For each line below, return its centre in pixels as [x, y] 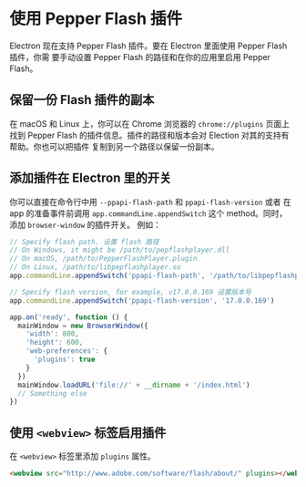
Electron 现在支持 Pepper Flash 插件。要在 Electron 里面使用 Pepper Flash [148, 46]
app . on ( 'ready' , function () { [69, 317]
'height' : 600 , [55, 343]
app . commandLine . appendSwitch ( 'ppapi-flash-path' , [107, 276]
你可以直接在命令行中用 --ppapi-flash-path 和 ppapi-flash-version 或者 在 [150, 202]
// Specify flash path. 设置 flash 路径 [84, 242]
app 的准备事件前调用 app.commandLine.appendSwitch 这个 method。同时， [148, 213]
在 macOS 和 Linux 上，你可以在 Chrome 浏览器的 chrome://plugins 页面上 [149, 123]
